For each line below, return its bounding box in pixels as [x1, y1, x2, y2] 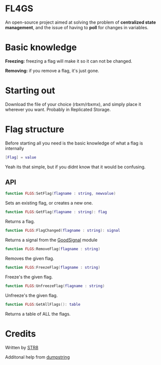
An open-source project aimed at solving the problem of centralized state [5, 19, 157, 25]
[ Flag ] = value [5, 155, 37, 160]
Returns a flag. [5, 219, 35, 224]
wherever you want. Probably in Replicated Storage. [5, 107, 111, 112]
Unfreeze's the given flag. [5, 292, 58, 298]
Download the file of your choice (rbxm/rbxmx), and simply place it [5, 101, 142, 107]
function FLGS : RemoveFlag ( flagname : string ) [5, 247, 100, 252]
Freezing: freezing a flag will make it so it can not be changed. [5, 58, 132, 64]
